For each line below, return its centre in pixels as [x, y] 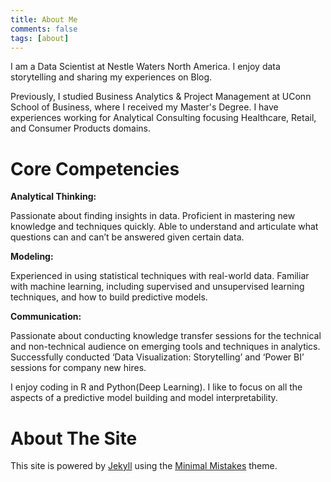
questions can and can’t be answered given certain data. [127, 237]
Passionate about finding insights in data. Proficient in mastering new [153, 216]
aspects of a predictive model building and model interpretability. [144, 398]
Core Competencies [95, 168]
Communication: [46, 317]
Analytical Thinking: [53, 197]
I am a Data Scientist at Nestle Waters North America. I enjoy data [145, 67]
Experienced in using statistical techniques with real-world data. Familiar [160, 276]
